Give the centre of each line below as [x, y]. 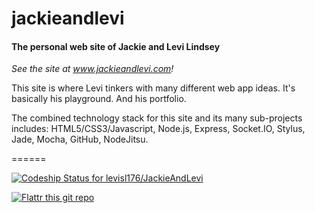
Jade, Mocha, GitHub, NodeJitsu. [80, 139]
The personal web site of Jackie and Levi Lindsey [116, 46]
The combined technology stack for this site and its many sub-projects [157, 118]
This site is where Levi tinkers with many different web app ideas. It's [153, 88]
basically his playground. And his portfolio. [99, 99]
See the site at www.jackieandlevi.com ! [92, 69]
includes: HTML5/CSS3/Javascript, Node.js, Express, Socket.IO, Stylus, [158, 129]
